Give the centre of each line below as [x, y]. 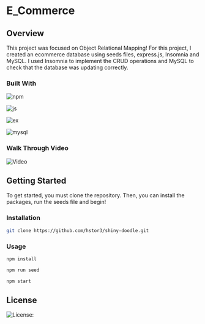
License [22, 300]
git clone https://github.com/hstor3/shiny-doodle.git [78, 230]
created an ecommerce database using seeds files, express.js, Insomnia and [103, 55]
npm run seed [23, 270]
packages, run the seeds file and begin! [56, 202]
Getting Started [36, 180]
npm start [19, 281]
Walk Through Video [38, 148]
